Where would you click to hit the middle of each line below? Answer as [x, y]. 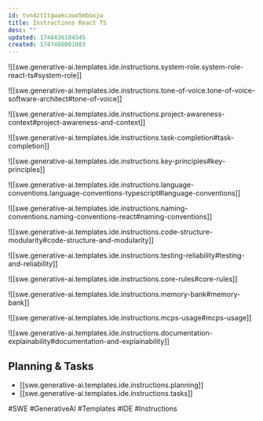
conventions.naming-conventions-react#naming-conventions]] [110, 217]
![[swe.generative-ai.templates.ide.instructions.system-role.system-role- [126, 67]
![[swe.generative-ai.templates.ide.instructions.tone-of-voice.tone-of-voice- [132, 90]
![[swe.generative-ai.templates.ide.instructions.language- [101, 185]
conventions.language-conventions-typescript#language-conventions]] [124, 193]
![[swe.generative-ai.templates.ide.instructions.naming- [98, 208]
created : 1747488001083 [47, 45]
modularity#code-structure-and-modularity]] [81, 240]
